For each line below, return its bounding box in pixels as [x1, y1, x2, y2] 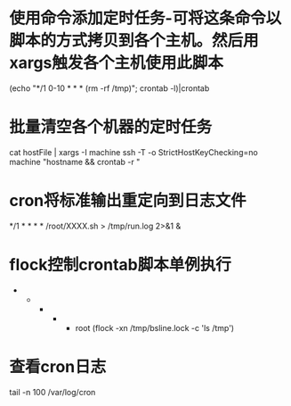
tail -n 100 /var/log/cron [9, 386, 96, 397]
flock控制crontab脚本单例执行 [9, 255, 231, 275]
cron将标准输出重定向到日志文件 [9, 191, 247, 211]
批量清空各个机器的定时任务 [9, 117, 213, 137]
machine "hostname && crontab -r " [9, 156, 141, 167]
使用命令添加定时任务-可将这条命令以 [9, 8, 282, 29]
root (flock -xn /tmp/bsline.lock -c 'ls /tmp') [75, 322, 234, 333]
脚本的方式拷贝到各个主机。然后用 [9, 30, 260, 51]
